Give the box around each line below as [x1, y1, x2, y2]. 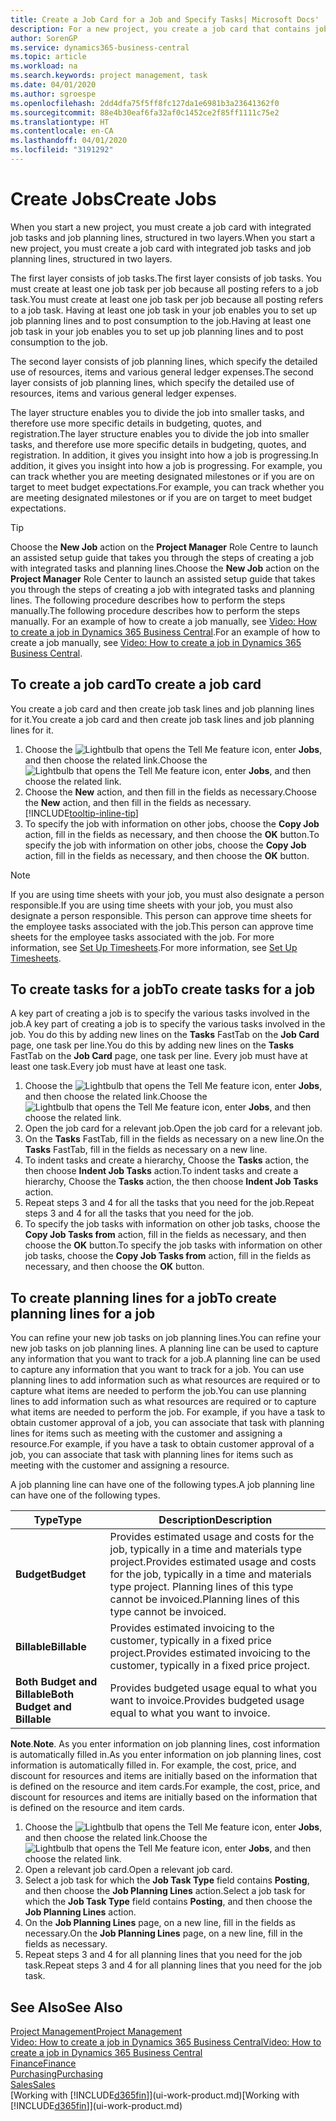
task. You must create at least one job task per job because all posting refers [10, 293, 324, 305]
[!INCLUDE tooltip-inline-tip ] [24, 807, 139, 819]
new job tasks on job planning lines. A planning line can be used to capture [10, 1342, 319, 1355]
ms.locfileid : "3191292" [10, 145, 114, 155]
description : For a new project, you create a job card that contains [10, 24, 311, 34]
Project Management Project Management [10, 2026, 183, 2038]
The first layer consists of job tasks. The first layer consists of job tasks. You [10, 272, 322, 284]
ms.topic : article [10, 52, 87, 62]
